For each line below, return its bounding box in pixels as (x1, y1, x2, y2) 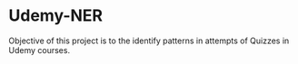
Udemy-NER (8, 5, 104, 26)
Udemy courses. (8, 44, 70, 55)
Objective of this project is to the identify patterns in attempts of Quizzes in (8, 35, 290, 46)
